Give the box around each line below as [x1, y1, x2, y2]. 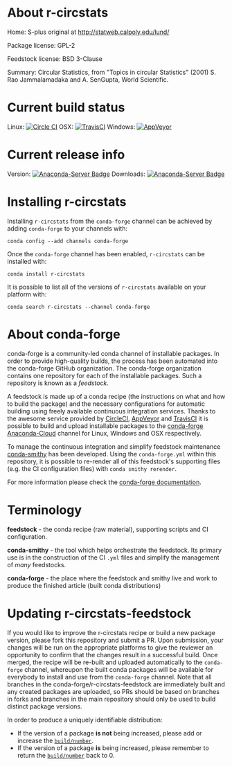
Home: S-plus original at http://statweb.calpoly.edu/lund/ [7, 28, 170, 36]
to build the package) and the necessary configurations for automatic [7, 400, 206, 408]
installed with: [7, 257, 47, 265]
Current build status [7, 100, 125, 116]
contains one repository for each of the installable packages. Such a [7, 371, 202, 380]
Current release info [7, 147, 125, 163]
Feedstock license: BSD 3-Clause [7, 54, 102, 63]
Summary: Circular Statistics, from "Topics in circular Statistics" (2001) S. [7, 68, 217, 76]
